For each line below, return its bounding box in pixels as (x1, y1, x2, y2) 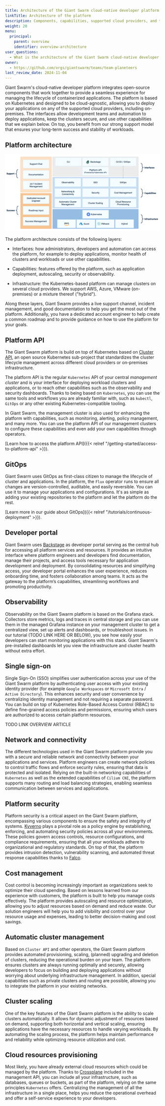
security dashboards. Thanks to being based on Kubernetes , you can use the (5, 390, 160, 396)
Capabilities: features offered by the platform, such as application (12, 266, 145, 272)
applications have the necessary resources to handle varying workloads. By (5, 1026, 159, 1032)
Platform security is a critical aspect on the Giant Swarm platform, (5, 813, 138, 819)
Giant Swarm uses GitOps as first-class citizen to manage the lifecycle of (5, 474, 153, 479)
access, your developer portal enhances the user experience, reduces (5, 568, 147, 574)
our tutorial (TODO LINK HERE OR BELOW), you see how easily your (5, 632, 142, 638)
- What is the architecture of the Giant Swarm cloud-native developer (9, 55, 160, 60)
